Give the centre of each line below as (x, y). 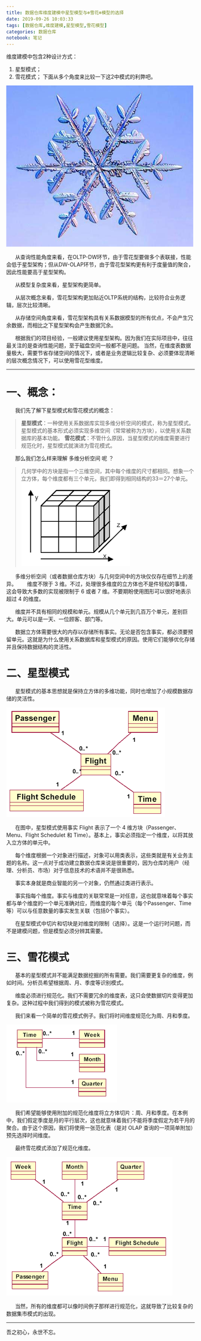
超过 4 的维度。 (25, 599)
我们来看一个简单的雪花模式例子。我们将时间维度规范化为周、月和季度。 (104, 1015)
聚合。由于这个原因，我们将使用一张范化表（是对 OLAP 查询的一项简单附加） (100, 1127)
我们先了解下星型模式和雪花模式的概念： (65, 410)
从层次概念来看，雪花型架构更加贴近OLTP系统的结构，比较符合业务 (98, 297)
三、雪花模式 (38, 957)
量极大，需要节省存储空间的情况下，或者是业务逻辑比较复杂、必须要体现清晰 (100, 353)
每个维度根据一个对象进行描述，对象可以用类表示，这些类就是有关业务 (101, 855)
